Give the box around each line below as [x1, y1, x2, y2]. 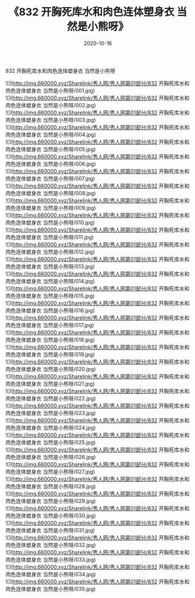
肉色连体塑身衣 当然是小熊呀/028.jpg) [5, 483, 96, 490]
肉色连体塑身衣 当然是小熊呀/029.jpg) [5, 497, 96, 504]
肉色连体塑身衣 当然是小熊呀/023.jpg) [5, 409, 96, 416]
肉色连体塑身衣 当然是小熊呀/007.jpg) [5, 175, 95, 182]
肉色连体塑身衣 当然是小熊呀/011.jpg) [5, 233, 94, 240]
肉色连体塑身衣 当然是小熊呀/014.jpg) [5, 277, 95, 284]
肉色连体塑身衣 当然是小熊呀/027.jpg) [5, 468, 95, 475]
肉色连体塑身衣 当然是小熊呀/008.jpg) [5, 189, 96, 196]
